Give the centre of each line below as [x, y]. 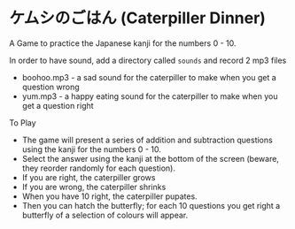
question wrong [50, 87]
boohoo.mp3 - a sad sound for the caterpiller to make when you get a [149, 77]
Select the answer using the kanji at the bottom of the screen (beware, [150, 158]
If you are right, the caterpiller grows [89, 177]
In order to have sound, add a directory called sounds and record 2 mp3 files [148, 60]
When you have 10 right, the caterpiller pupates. [109, 196]
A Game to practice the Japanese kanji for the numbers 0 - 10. [123, 43]
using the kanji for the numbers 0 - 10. [91, 149]
